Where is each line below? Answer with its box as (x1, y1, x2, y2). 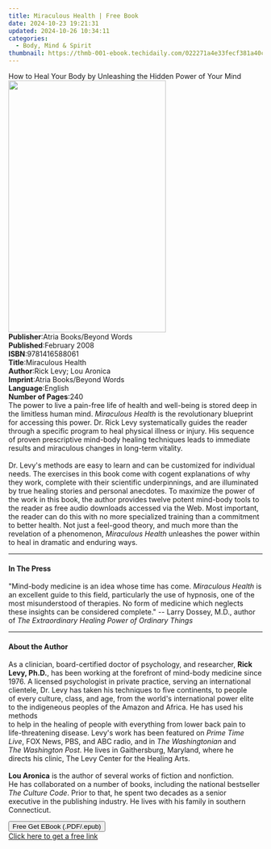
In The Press (8, 564, 52, 573)
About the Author (8, 642, 69, 651)
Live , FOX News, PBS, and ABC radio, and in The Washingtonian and (8, 737, 236, 747)
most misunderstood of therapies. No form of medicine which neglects (8, 598, 244, 609)
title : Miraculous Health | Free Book (8, 11, 139, 20)
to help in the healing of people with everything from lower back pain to (8, 719, 246, 730)
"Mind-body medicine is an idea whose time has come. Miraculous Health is (8, 581, 262, 591)
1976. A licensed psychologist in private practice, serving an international (8, 676, 252, 686)
